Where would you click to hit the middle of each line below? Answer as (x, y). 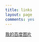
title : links (19, 10)
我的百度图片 (18, 34)
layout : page (19, 15)
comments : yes (20, 19)
